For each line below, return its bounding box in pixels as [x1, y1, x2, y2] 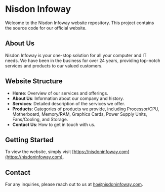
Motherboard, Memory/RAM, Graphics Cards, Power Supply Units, [12, 111, 147, 117]
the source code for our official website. [5, 25, 87, 31]
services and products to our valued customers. [5, 63, 103, 68]
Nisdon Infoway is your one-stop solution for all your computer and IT [5, 52, 147, 58]
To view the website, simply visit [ [5, 149, 74, 155]
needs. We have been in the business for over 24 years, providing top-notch [5, 58, 161, 64]
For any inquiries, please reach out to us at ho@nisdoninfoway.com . [5, 181, 143, 188]
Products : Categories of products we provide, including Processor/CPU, [12, 106, 160, 112]
